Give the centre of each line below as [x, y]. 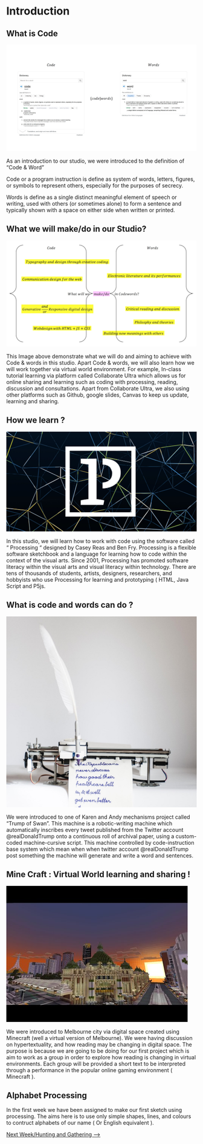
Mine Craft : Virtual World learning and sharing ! [98, 875]
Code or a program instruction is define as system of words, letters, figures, [101, 179]
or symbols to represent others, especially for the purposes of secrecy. [95, 186]
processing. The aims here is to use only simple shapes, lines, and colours [99, 1116]
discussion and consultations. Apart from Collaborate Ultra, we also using [98, 388]
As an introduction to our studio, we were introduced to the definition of [95, 161]
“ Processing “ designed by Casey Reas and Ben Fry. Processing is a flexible [101, 547]
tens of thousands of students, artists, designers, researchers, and [89, 573]
